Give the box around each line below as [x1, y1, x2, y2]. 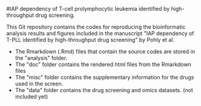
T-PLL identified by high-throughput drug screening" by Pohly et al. [6, 36, 174, 43]
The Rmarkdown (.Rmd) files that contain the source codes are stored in [15, 48, 196, 55]
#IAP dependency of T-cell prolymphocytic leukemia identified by [6, 5, 170, 12]
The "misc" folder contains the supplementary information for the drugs [15, 74, 194, 81]
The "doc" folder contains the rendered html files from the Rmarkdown [15, 61, 192, 68]
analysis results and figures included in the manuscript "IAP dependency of [6, 30, 195, 37]
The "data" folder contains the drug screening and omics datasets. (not [15, 87, 194, 93]
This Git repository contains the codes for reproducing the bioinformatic [6, 24, 186, 30]
